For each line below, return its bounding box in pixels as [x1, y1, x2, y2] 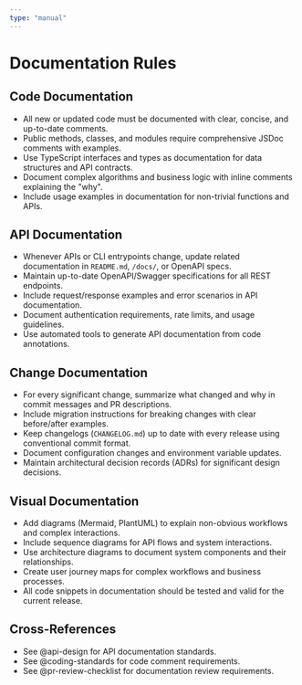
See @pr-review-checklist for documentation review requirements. [22, 665, 275, 676]
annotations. [22, 339, 70, 350]
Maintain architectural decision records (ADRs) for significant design [22, 458, 281, 469]
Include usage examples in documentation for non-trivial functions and [22, 191, 290, 202]
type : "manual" [9, 13, 68, 23]
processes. [22, 576, 66, 587]
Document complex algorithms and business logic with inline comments [22, 171, 294, 183]
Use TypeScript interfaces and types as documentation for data [22, 152, 263, 163]
